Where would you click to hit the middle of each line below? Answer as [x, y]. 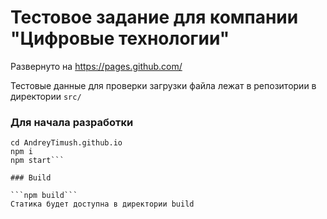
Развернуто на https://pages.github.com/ [96, 66]
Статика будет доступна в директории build [102, 204]
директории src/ [46, 96]
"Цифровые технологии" [120, 38]
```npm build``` [44, 196]
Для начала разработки [72, 122]
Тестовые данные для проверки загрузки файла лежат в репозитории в [163, 85]
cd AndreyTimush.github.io [66, 143]
